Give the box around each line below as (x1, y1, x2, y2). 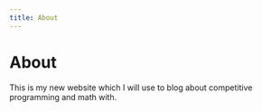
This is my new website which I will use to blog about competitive (9, 82, 253, 93)
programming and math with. (9, 91, 117, 102)
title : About (9, 13, 59, 23)
